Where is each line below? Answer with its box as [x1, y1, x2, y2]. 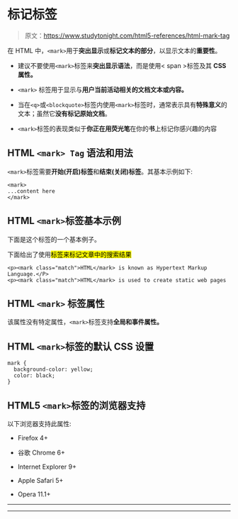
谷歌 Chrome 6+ [17, 448, 65, 457]
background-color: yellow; [13, 366, 93, 373]
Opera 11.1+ [17, 490, 51, 498]
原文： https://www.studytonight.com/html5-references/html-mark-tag [24, 31, 230, 40]
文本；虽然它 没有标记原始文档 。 [17, 109, 111, 118]
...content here [7, 187, 55, 195]
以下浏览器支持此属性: [7, 420, 72, 428]
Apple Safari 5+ [17, 476, 64, 484]
